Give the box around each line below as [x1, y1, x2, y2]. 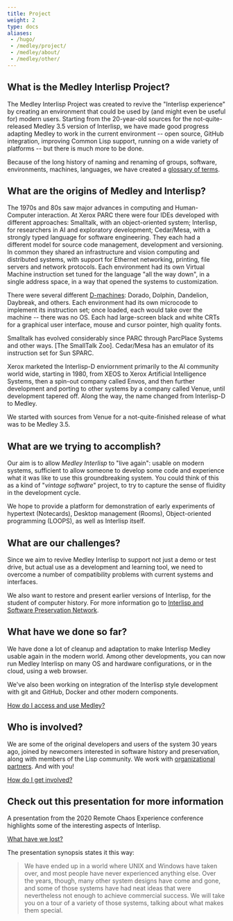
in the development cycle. [7, 489, 81, 497]
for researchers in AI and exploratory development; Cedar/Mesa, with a [7, 226, 211, 234]
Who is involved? [7, 721, 83, 733]
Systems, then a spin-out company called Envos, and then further [7, 377, 196, 386]
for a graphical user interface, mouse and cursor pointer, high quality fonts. [7, 321, 222, 329]
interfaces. [7, 578, 38, 585]
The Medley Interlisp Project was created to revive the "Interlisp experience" [7, 100, 225, 108]
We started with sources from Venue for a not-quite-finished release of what [7, 413, 226, 421]
